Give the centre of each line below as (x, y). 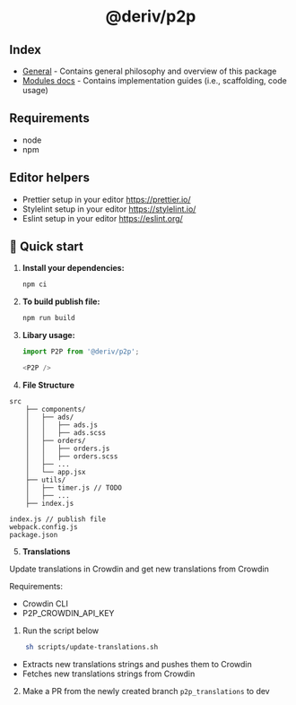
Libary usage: (48, 335)
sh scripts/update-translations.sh (92, 647)
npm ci (35, 284)
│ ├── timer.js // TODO (74, 487)
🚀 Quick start (46, 247)
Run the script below (61, 631)
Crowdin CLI (45, 604)
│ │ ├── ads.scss (65, 432)
